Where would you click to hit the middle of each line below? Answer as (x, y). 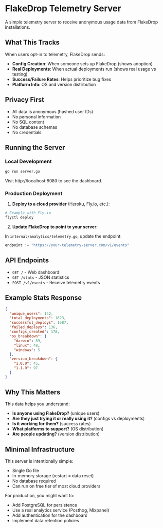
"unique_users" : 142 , (31, 313)
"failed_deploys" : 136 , (33, 327)
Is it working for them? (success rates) (51, 424)
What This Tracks (32, 43)
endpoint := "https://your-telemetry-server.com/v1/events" (67, 245)
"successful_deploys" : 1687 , (39, 323)
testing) (20, 74)
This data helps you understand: (37, 404)
